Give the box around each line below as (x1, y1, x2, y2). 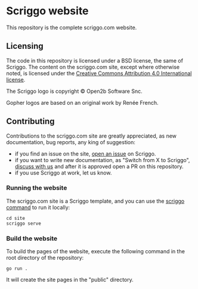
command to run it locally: (6, 204, 70, 211)
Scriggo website (6, 4, 89, 18)
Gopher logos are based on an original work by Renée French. (6, 99, 159, 106)
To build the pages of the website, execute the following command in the (6, 248, 185, 255)
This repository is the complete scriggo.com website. (6, 24, 137, 31)
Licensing (6, 41, 44, 51)
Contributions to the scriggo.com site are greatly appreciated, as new (6, 132, 177, 139)
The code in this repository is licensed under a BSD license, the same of (6, 57, 184, 64)
